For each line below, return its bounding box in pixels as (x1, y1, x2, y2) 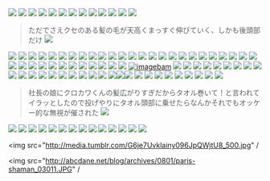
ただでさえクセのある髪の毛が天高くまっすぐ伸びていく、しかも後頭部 (27, 26, 261, 34)
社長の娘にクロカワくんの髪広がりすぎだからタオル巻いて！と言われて (27, 88, 260, 97)
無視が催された (49, 108, 99, 117)
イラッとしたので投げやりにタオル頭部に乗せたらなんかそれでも (27, 98, 239, 107)
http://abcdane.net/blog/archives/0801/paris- (45, 156, 196, 165)
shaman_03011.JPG (8, 164, 72, 174)
